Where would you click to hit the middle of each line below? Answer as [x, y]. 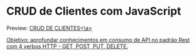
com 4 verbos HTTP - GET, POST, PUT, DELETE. [67, 46]
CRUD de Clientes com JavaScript [94, 11]
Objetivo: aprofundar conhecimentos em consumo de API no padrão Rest [98, 40]
